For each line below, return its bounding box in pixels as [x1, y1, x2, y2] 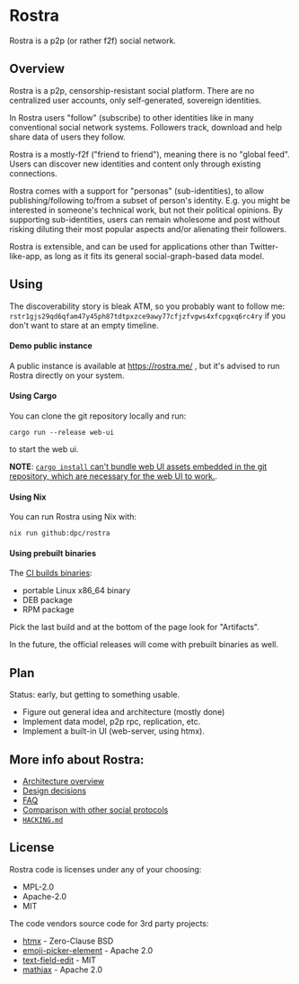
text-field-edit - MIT [22, 954, 97, 965]
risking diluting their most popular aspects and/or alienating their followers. [9, 223, 287, 234]
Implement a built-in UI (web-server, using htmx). [22, 726, 205, 736]
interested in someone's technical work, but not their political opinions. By [9, 204, 283, 215]
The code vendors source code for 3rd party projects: [9, 917, 209, 928]
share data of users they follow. [9, 131, 126, 142]
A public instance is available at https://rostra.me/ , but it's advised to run [9, 360, 280, 371]
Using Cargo [9, 391, 57, 402]
